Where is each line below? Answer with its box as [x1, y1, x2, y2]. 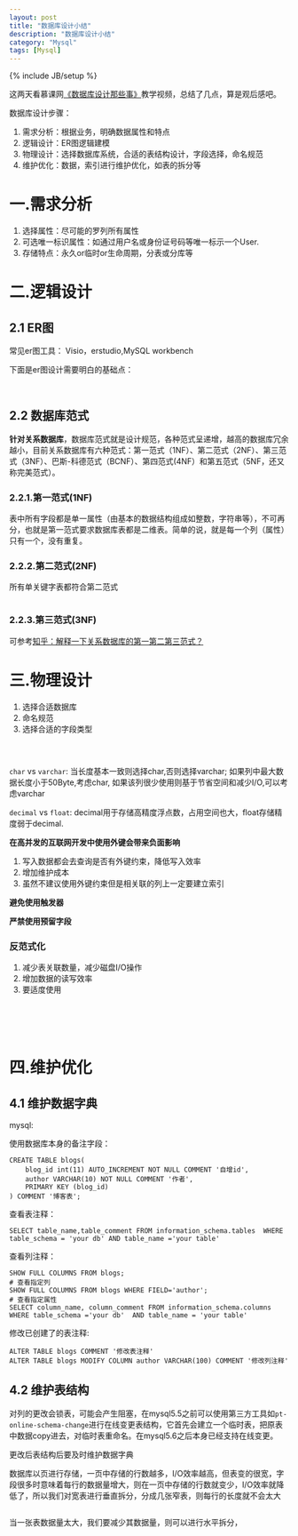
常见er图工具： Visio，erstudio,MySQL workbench [9, 346, 193, 356]
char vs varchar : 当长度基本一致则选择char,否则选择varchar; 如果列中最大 [9, 765, 277, 776]
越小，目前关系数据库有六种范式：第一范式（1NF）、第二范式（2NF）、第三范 [9, 444, 286, 455]
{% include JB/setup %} [9, 70, 98, 81]
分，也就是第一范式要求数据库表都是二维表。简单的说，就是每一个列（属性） [9, 524, 289, 535]
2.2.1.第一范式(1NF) [9, 491, 93, 503]
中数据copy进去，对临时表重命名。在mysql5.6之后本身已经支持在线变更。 [9, 1430, 278, 1441]
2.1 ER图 [9, 320, 54, 335]
